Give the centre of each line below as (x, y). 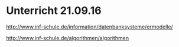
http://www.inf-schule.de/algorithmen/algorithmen (67, 38)
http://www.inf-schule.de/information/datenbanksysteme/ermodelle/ (89, 27)
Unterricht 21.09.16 (54, 11)
